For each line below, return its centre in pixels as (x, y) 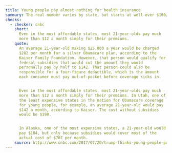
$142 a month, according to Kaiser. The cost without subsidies (89, 110)
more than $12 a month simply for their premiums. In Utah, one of (92, 95)
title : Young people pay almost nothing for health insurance (73, 10)
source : (23, 142)
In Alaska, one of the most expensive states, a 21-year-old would (92, 128)
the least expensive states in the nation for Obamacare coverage (91, 100)
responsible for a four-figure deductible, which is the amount (89, 72)
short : (21, 29)
